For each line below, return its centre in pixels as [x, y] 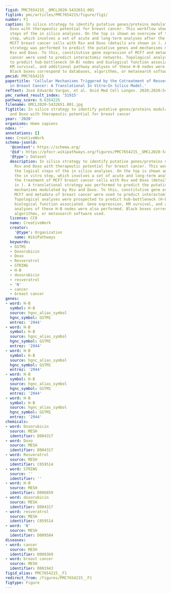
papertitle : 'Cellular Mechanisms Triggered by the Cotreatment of [78, 81]
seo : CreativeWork [25, 138]
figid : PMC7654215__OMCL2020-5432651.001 [50, 10]
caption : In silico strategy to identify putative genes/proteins [77, 24]
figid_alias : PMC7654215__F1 [36, 573]
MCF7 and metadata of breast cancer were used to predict [77, 194]
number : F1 [17, 19]
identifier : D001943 [32, 569]
